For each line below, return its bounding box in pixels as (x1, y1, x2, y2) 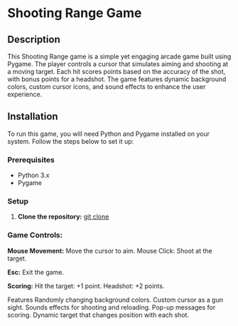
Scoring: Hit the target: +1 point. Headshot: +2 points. (7, 281, 165, 290)
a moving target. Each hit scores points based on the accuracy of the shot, (7, 68, 226, 75)
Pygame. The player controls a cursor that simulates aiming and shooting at (7, 60, 229, 68)
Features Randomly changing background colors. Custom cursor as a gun (7, 295, 224, 304)
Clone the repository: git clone (17, 212, 109, 221)
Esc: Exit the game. (7, 268, 65, 276)
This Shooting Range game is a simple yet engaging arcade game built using (7, 52, 232, 61)
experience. (7, 90, 43, 98)
